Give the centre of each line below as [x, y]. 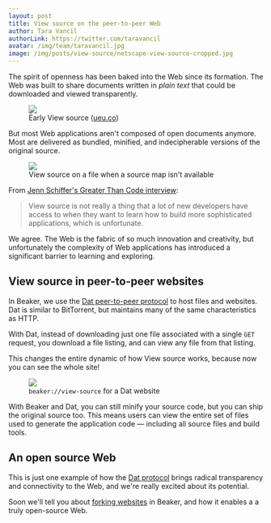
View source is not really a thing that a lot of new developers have [138, 206]
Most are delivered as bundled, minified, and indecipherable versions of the [134, 142]
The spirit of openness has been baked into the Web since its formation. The [136, 77]
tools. [18, 432]
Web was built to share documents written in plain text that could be [122, 85]
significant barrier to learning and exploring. [82, 256]
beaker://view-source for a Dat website [94, 391]
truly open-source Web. [48, 510]
